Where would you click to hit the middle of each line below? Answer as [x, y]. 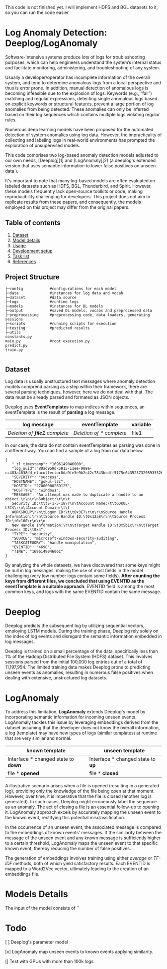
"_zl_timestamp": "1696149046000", [48, 464]
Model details [26, 240]
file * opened [23, 773]
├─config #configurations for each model [61, 289]
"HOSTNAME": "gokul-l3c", [39, 482]
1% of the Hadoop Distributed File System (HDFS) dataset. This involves [79, 656]
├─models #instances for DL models [54, 306]
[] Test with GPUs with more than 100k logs [49, 962]
